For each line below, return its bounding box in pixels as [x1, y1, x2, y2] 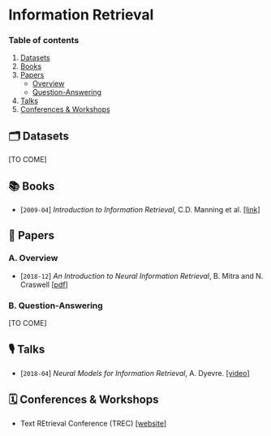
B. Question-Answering [8, 300, 103, 311]
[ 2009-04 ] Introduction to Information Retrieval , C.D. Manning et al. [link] [19, 205, 261, 215]
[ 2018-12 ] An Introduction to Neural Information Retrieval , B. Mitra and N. [19, 271, 264, 280]
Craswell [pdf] [19, 280, 69, 289]
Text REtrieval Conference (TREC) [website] [19, 418, 167, 428]
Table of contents [8, 35, 80, 46]
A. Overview [8, 253, 58, 264]
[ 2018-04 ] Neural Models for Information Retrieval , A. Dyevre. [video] [19, 368, 250, 378]
